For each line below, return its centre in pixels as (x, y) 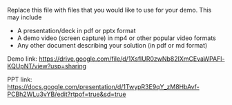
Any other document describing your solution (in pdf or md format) (112, 45)
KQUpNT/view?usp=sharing (47, 66)
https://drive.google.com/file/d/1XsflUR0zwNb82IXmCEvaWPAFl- (132, 59)
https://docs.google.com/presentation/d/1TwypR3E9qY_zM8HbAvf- (104, 87)
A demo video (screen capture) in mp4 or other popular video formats (116, 38)
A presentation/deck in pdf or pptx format (76, 31)
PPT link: (20, 79)
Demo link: (22, 59)
